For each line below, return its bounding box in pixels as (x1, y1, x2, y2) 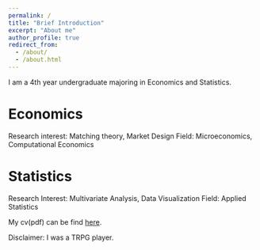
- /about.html (15, 56, 62, 64)
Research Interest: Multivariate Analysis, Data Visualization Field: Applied (8, 193, 247, 203)
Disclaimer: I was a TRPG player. (8, 233, 114, 242)
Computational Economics (8, 139, 94, 149)
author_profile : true (8, 33, 80, 42)
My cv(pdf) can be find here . (8, 217, 102, 226)
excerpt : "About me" (8, 26, 77, 34)
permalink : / (8, 11, 52, 20)
